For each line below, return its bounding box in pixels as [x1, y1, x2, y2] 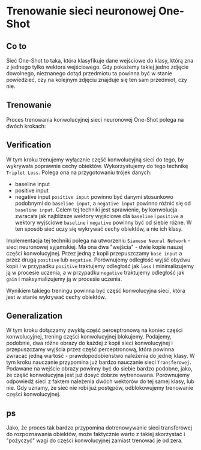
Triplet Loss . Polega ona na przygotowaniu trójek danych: [6, 169, 152, 176]
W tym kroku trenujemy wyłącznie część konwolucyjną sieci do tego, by [6, 155, 184, 163]
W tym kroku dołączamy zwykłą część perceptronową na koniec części [6, 327, 183, 334]
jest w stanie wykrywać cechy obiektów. [6, 293, 106, 301]
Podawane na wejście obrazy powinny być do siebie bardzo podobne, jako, [6, 365, 193, 372]
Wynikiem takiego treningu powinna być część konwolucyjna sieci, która [6, 287, 185, 294]
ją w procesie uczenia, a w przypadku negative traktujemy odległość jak [6, 269, 185, 276]
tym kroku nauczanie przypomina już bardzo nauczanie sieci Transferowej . [6, 358, 191, 366]
